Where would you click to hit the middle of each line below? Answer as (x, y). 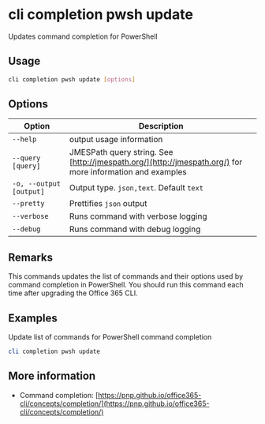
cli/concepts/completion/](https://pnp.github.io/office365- (114, 403)
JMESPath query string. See (121, 152)
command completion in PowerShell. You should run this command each (126, 285)
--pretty (28, 204)
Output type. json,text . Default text (136, 188)
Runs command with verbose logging (138, 216)
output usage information (116, 140)
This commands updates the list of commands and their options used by (126, 276)
